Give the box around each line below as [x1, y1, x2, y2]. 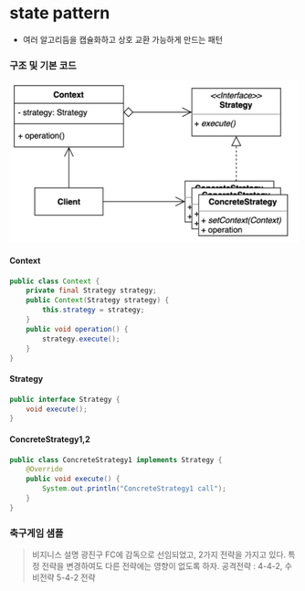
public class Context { [9, 277, 100, 286]
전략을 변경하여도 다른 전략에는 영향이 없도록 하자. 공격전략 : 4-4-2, [41, 561, 283, 572]
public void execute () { [26, 474, 121, 484]
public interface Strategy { [9, 395, 121, 404]
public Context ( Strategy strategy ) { [26, 296, 170, 305]
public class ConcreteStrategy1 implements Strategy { [9, 455, 223, 464]
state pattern [9, 3, 110, 24]
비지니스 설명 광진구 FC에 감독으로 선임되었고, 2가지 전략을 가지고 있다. [31, 549, 286, 560]
